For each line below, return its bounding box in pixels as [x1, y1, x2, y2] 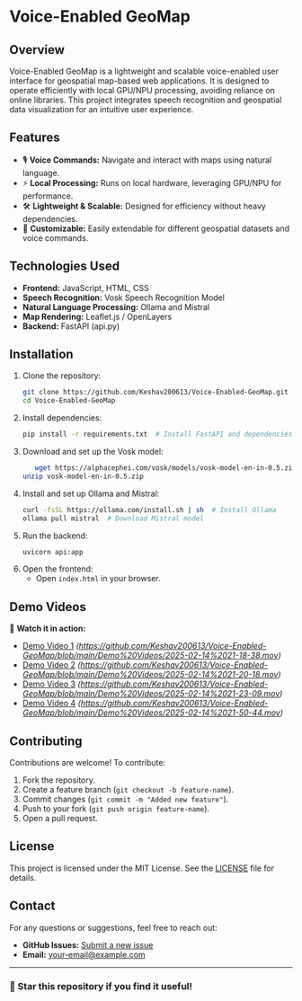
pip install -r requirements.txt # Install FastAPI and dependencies [22, 430, 293, 439]
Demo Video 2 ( [22, 660, 81, 670]
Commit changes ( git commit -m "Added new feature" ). [22, 793, 229, 805]
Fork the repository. [22, 775, 96, 785]
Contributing [9, 733, 83, 749]
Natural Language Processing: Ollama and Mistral [22, 301, 209, 312]
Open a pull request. [22, 813, 99, 824]
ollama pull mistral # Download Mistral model [22, 514, 204, 523]
